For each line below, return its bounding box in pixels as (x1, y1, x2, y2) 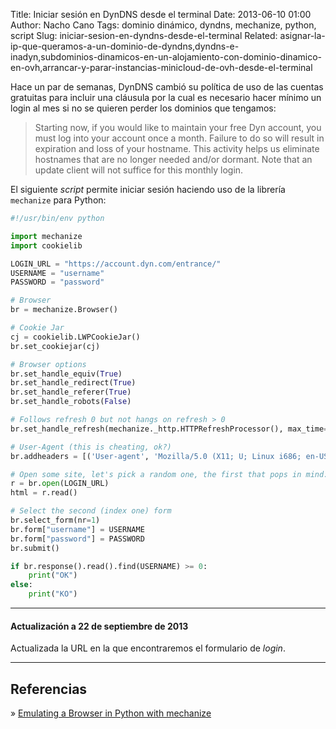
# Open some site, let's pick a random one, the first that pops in (10, 469, 302, 479)
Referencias (10, 680, 88, 698)
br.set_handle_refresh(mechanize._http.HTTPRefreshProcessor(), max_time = (10, 424, 329, 434)
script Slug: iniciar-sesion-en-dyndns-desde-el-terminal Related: (10, 30, 278, 41)
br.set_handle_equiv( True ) (10, 369, 123, 379)
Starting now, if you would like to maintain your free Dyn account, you (34, 122, 322, 133)
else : (10, 580, 33, 590)
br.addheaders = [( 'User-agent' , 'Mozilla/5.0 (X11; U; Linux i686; (10, 451, 302, 461)
